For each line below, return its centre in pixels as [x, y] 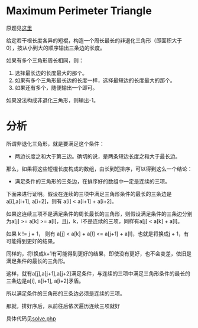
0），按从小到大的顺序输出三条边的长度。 [56, 48]
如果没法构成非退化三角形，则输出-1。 [53, 100]
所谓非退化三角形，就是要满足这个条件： [55, 143]
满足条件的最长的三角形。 [37, 261]
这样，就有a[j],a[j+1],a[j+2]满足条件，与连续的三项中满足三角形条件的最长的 [98, 273]
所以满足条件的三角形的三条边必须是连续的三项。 [66, 293]
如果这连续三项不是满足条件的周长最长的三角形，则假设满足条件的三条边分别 [99, 214]
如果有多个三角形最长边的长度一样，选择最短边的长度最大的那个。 [95, 80]
